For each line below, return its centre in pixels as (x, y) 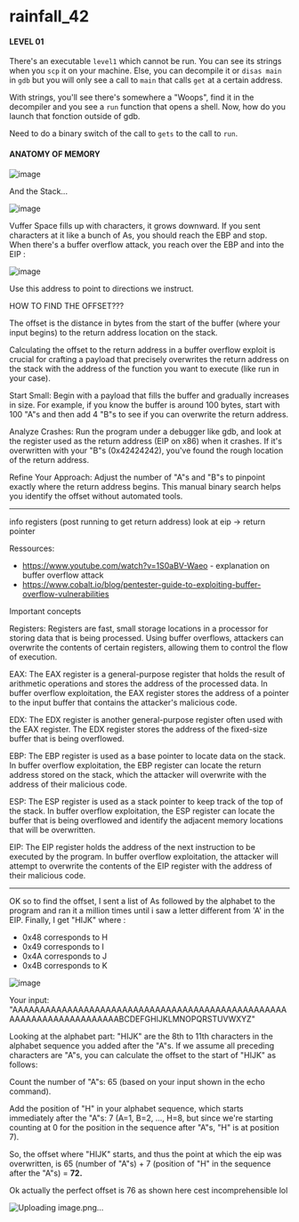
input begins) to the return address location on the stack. (113, 332)
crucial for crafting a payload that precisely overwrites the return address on (149, 359)
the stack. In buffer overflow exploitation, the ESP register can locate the (142, 811)
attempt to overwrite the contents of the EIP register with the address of (141, 866)
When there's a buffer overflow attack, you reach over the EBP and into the (147, 244)
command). (30, 1091)
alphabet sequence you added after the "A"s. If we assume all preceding (142, 1045)
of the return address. (49, 459)
